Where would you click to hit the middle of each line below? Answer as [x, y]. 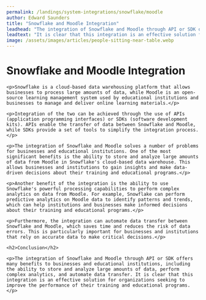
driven [15, 173]
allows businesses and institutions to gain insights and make [89, 167]
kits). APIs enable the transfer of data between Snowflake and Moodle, [101, 124]
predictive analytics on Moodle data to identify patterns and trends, [100, 200]
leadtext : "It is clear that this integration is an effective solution [101, 35]
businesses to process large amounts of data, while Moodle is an [93, 92]
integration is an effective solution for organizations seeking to [96, 280]
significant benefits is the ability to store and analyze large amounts [103, 157]
